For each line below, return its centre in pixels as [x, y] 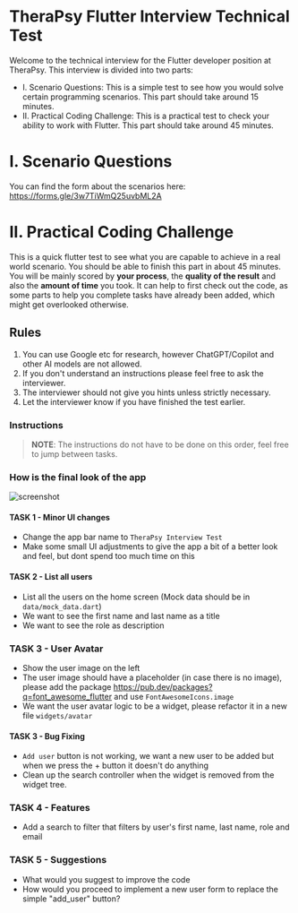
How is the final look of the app [78, 477]
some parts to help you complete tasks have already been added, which [142, 295]
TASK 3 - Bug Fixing [47, 736]
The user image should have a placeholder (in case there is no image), [152, 677]
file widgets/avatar [57, 715]
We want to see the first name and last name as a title [121, 616]
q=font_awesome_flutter [67, 696]
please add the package [67, 686]
